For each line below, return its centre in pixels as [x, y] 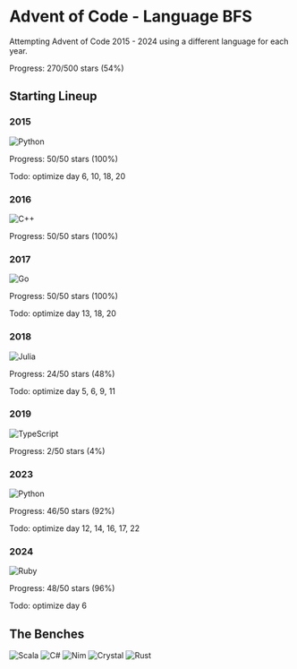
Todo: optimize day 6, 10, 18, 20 [68, 176]
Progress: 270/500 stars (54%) [67, 68]
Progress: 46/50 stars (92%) [62, 511]
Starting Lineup [53, 96]
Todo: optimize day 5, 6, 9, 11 [63, 390]
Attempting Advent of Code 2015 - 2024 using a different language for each [149, 41]
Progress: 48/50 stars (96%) [62, 588]
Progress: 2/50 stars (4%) [57, 450]
